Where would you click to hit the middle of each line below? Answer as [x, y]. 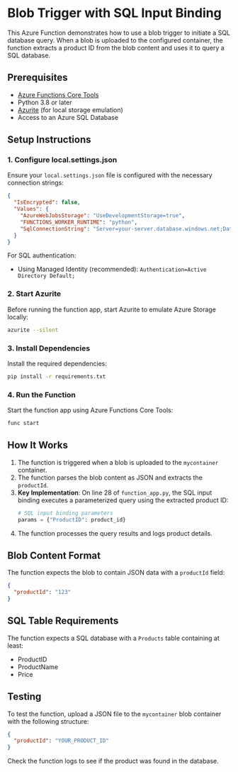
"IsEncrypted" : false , [47, 203]
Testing [24, 697]
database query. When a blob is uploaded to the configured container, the [115, 40]
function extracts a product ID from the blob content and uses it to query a [116, 48]
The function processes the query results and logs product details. [115, 533]
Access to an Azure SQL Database [68, 117]
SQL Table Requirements [63, 621]
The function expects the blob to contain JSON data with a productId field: [116, 573]
